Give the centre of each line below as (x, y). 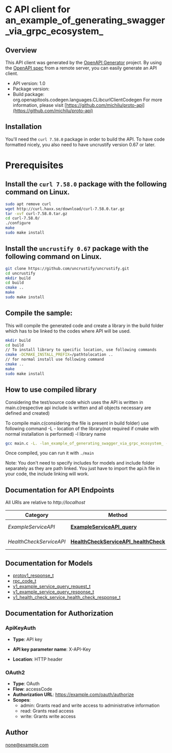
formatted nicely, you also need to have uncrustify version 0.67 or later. (81, 144)
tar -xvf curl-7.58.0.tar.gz (36, 214)
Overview (21, 50)
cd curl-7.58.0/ (23, 218)
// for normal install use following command (55, 360)
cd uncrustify (20, 273)
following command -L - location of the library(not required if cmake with (82, 428)
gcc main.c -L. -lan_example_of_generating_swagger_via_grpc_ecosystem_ (84, 443)
